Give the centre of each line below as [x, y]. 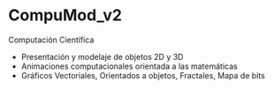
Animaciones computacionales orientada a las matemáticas [129, 66]
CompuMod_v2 [65, 15]
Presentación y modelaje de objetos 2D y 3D [102, 56]
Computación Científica [51, 40]
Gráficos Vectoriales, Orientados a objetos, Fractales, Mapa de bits [143, 75]
